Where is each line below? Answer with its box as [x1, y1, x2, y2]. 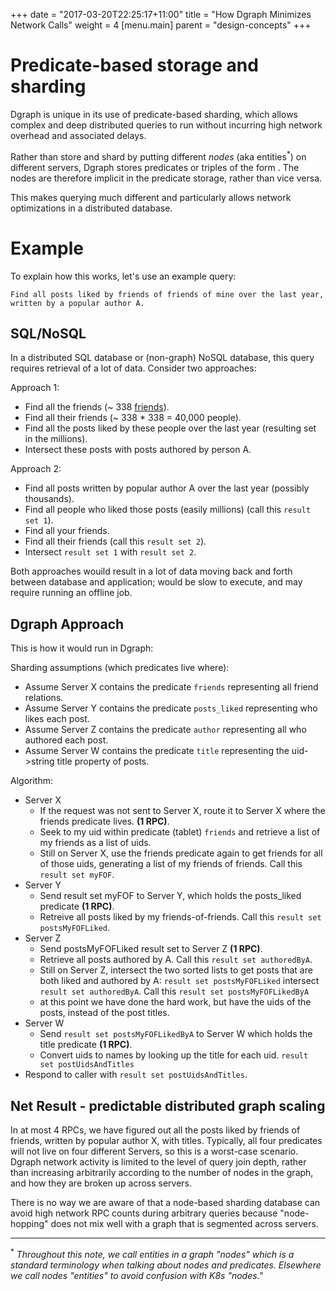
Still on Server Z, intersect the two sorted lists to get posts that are [39, 964, 313, 976]
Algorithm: [10, 775, 53, 787]
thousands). [24, 493, 75, 505]
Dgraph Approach [10, 615, 125, 633]
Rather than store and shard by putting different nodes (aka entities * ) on [10, 149, 307, 163]
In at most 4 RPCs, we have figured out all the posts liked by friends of [10, 1124, 301, 1136]
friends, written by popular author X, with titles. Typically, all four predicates [10, 1134, 323, 1146]
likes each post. [24, 713, 90, 725]
